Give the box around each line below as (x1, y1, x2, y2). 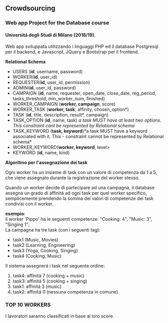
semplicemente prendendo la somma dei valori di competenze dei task (5, 195, 154, 201)
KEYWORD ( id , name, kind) (12, 150, 70, 156)
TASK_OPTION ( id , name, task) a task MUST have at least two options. (12, 117, 162, 123)
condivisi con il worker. (5, 200, 53, 207)
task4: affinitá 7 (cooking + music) (12, 272, 85, 279)
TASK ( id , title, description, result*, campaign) (12, 111, 108, 118)
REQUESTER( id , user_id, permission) (12, 79, 90, 85)
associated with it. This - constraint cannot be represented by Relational (12, 133, 164, 139)
